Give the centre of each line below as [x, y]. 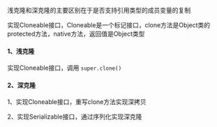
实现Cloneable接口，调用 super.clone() [65, 68]
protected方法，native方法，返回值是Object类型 [76, 34]
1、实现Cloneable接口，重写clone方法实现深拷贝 [77, 102]
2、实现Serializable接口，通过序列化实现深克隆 [75, 117]
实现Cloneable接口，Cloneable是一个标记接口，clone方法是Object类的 [109, 25]
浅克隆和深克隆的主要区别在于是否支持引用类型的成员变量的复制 [99, 10]
